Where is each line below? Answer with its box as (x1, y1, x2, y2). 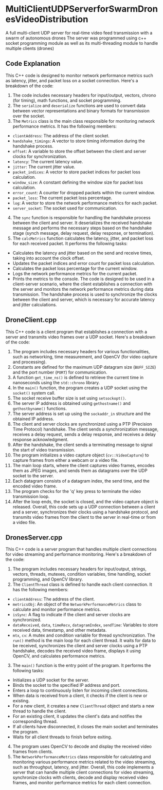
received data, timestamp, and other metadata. (12, 627, 107, 633)
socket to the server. (12, 472, 54, 478)
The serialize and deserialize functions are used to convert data (12, 102, 145, 108)
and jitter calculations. (12, 301, 57, 307)
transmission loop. (12, 493, 50, 499)
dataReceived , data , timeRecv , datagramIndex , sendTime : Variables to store (12, 622, 159, 628)
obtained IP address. (12, 415, 54, 422)
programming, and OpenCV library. (12, 576, 83, 583)
